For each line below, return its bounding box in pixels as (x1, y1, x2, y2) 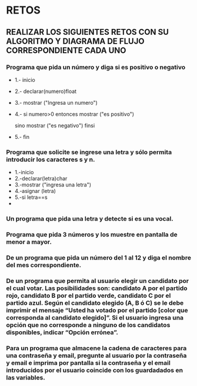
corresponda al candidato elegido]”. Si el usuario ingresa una (6, 313, 184, 321)
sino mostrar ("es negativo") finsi (14, 122, 95, 129)
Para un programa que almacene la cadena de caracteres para (6, 344, 187, 352)
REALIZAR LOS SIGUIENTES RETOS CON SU (6, 27, 169, 37)
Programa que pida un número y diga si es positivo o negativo (6, 63, 186, 71)
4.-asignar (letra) (14, 188, 56, 195)
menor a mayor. (6, 238, 52, 246)
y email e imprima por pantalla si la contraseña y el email (6, 358, 171, 367)
